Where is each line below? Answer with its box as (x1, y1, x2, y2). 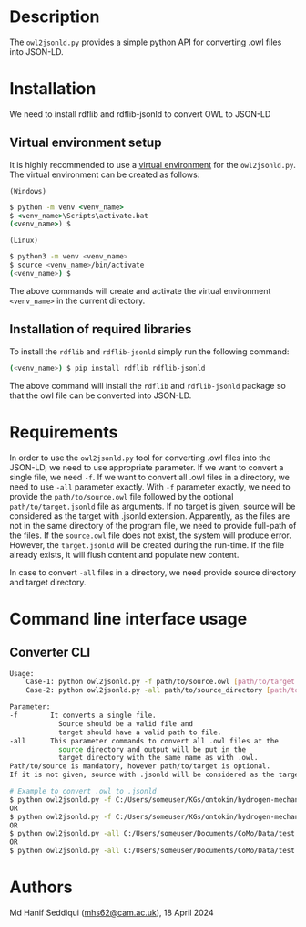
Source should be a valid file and (57, 719, 194, 728)
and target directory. (9, 576, 87, 587)
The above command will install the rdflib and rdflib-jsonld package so (9, 380, 287, 391)
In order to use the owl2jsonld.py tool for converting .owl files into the (9, 452, 271, 463)
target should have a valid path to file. (57, 728, 222, 737)
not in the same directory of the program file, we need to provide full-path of (9, 520, 297, 531)
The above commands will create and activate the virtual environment (9, 285, 271, 296)
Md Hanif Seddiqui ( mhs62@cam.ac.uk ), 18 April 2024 (9, 907, 214, 918)
